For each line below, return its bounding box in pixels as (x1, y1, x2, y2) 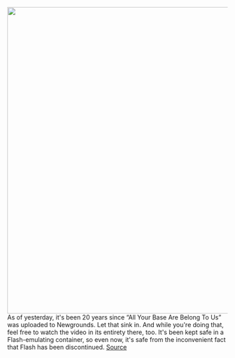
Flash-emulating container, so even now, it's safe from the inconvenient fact (7, 336, 226, 343)
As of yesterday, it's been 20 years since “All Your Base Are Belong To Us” (7, 313, 222, 322)
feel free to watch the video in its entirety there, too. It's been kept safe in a (7, 328, 224, 336)
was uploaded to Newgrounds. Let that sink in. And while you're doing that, (7, 321, 224, 329)
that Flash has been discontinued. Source (7, 343, 127, 351)
